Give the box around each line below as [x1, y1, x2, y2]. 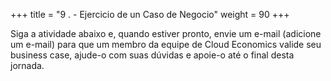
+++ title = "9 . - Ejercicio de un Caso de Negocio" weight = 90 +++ [10, 9, 290, 20]
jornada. [10, 60, 45, 71]
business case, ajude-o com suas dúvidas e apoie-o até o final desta [10, 49, 295, 61]
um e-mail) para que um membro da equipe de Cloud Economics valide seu [10, 39, 322, 50]
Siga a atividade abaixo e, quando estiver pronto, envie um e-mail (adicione [10, 28, 322, 39]
